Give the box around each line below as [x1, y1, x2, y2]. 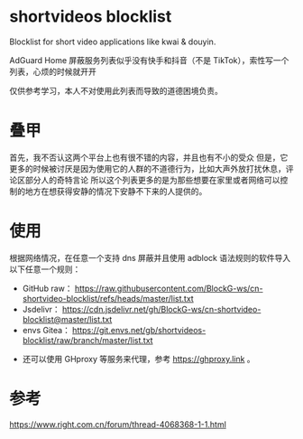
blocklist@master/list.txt [22, 313, 113, 324]
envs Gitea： [22, 324, 70, 335]
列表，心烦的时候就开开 [9, 66, 96, 77]
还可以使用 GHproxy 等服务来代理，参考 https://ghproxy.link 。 [22, 353, 255, 364]
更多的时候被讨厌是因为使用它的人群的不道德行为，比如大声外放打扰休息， [9, 163, 286, 173]
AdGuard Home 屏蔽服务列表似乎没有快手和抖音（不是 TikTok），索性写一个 [9, 54, 289, 65]
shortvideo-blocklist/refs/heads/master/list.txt [22, 293, 194, 304]
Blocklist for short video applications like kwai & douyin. [9, 36, 216, 47]
